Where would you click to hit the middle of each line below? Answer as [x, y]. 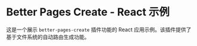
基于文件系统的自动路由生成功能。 [48, 37]
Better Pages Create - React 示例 [88, 12]
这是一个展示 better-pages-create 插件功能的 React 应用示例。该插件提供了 [99, 29]
